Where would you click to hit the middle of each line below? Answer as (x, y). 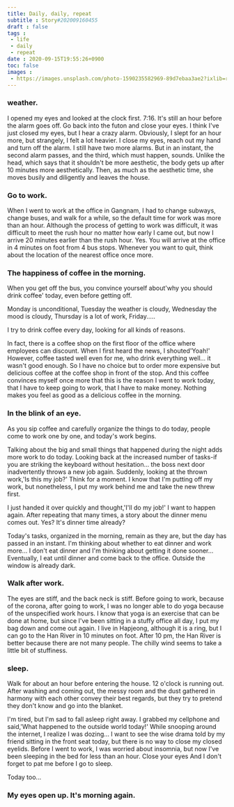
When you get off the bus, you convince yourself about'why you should (110, 288)
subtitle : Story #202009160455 (53, 20)
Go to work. (27, 195)
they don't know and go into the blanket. (65, 706)
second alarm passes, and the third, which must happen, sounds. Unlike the (116, 155)
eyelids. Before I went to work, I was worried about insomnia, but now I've (113, 749)
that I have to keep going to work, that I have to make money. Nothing (107, 388)
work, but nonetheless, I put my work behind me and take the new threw (111, 486)
